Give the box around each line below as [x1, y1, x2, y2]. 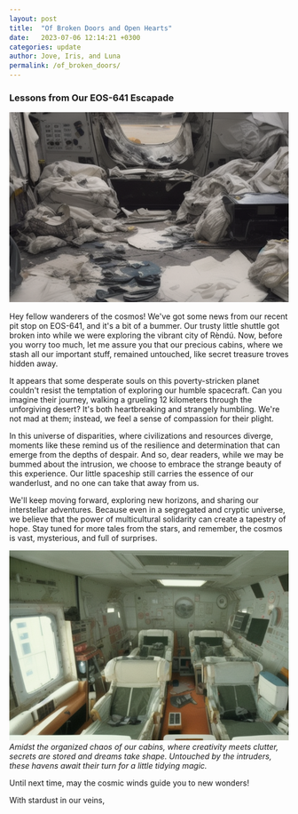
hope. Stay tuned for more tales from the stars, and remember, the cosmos [9, 523, 283, 534]
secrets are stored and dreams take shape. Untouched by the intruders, [9, 751, 272, 762]
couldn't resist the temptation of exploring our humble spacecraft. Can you [9, 385, 282, 395]
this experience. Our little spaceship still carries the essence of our [9, 468, 255, 479]
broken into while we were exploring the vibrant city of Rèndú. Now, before [9, 330, 283, 341]
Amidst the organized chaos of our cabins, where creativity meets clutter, [9, 742, 279, 753]
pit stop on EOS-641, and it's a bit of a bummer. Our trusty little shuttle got [9, 321, 280, 331]
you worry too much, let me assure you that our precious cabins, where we [9, 339, 284, 350]
